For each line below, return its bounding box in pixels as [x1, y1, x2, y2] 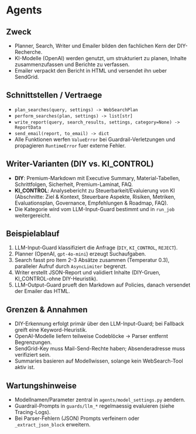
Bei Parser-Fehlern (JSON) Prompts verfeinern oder [14, 415, 140, 422]
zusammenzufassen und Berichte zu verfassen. [14, 61, 130, 68]
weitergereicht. [14, 212, 51, 219]
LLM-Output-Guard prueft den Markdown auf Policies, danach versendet [14, 281, 191, 288]
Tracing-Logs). [14, 409, 51, 416]
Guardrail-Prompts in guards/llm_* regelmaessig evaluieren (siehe [14, 402, 174, 409]
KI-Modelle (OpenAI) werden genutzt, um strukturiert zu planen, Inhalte [14, 55, 187, 61]
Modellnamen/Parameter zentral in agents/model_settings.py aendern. [14, 396, 185, 404]
